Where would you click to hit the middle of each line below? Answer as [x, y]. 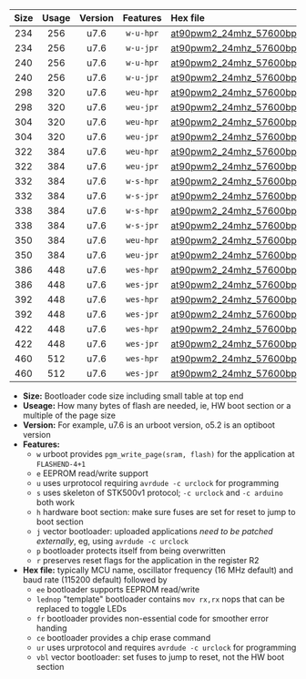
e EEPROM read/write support [92, 473]
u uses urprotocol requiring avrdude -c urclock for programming [158, 483]
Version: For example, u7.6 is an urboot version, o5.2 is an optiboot [149, 425]
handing [51, 628]
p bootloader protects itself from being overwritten [131, 551]
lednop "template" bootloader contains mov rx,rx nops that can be [160, 599]
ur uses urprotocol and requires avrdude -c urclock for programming [166, 647]
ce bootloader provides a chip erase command [123, 638]
